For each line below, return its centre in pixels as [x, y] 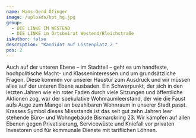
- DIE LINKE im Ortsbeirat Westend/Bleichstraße [73, 34]
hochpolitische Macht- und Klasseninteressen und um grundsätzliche [91, 73]
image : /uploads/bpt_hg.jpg [41, 17]
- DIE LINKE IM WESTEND [41, 28]
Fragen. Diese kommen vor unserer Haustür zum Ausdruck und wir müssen [98, 79]
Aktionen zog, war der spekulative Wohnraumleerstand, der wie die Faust [96, 98]
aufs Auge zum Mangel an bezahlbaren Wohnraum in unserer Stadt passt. [97, 105]
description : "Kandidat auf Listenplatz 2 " [62, 45]
